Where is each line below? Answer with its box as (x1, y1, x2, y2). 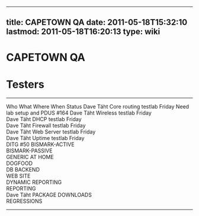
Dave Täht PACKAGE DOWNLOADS (6, 191, 92, 198)
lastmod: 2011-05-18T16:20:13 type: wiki (6, 27, 161, 37)
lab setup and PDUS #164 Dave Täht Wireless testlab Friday (6, 109, 152, 116)
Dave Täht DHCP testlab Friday (6, 115, 82, 122)
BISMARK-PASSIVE (6, 147, 53, 154)
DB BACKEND (6, 166, 40, 173)
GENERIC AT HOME (6, 153, 54, 160)
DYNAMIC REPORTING (6, 179, 62, 186)
